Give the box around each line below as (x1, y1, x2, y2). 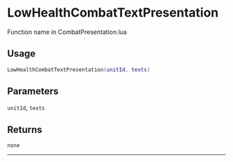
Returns (7, 123, 43, 136)
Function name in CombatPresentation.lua (7, 28, 127, 36)
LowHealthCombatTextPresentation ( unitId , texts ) (7, 66, 150, 73)
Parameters (7, 85, 59, 98)
